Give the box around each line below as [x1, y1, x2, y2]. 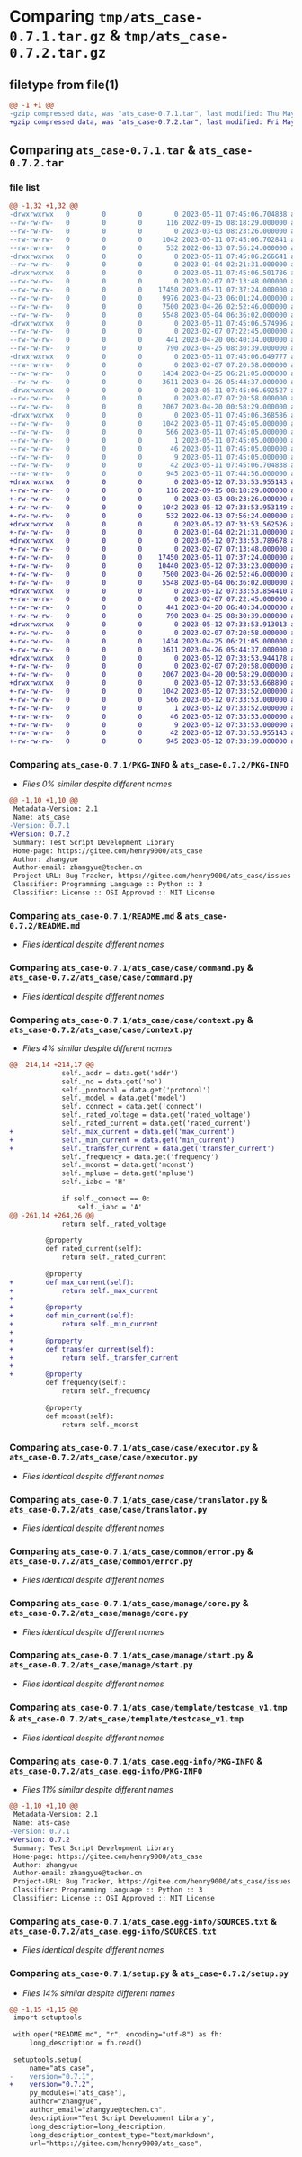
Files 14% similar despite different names [22, 1987, 175, 1999]
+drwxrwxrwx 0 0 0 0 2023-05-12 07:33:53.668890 [9, 679, 288, 688]
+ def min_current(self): [9, 1311, 135, 1320]
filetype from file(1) [9, 76, 120, 92]
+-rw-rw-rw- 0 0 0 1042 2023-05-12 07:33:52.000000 [9, 687, 288, 697]
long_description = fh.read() [29, 2038, 143, 2048]
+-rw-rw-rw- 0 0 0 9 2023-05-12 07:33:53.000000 [9, 720, 288, 730]
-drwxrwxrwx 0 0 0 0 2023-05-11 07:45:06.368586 [9, 411, 288, 420]
